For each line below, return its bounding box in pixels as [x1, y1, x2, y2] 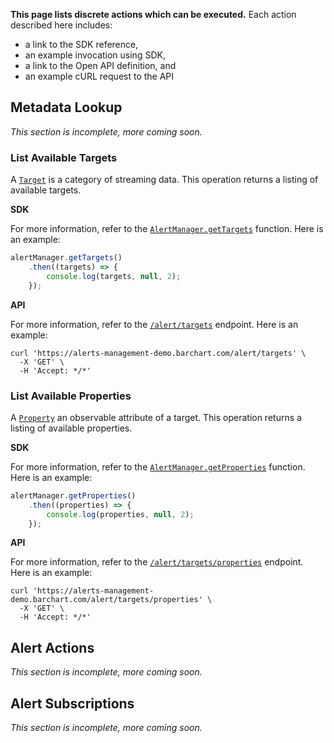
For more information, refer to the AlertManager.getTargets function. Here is [10, 223, 324, 235]
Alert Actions [10, 639, 95, 656]
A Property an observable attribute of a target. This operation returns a [10, 411, 302, 423]
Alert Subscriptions [10, 695, 135, 712]
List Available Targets [10, 150, 118, 164]
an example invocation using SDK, [24, 49, 166, 61]
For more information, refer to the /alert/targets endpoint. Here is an [10, 318, 299, 330]
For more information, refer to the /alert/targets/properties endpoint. [10, 556, 304, 568]
